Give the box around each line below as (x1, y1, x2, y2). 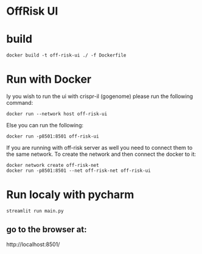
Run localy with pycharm (6, 188, 134, 202)
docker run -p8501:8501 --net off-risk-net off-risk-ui (6, 168, 151, 174)
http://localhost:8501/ (6, 241, 60, 248)
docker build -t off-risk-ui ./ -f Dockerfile (6, 52, 127, 58)
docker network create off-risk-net (6, 163, 99, 169)
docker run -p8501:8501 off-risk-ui (6, 133, 99, 139)
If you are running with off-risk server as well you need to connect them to (6, 144, 193, 152)
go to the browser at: (6, 224, 87, 235)
